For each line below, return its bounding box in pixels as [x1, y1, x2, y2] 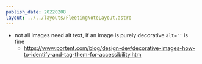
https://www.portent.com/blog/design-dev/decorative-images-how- [23, 44, 196, 52]
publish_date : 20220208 [5, 9, 67, 15]
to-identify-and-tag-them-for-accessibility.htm [23, 51, 142, 58]
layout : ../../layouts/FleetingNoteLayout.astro [5, 15, 132, 21]
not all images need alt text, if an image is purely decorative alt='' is [14, 31, 189, 38]
